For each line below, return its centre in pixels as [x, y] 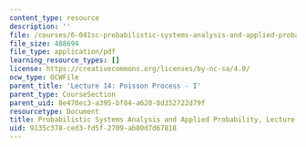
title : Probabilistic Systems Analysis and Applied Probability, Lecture [153, 120]
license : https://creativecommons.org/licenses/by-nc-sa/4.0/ [130, 69]
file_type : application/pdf [63, 52]
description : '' [40, 26]
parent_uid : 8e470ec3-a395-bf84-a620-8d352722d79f [107, 103]
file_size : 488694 [44, 43]
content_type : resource [55, 18]
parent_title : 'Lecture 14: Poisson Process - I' [106, 86]
